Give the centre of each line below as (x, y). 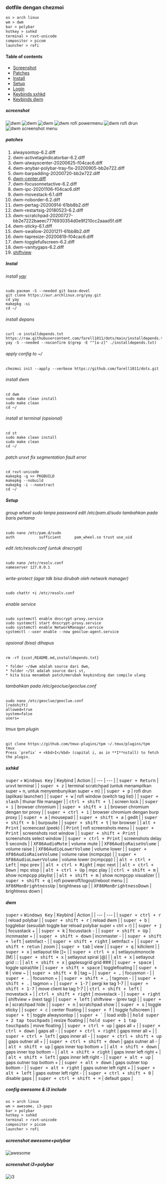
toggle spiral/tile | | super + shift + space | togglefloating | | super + (82, 967)
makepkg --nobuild (25, 481)
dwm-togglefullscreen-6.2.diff (44, 241)
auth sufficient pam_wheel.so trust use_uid (69, 537)
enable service (21, 604)
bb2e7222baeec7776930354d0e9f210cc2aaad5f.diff (67, 221)
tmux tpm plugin (22, 729)
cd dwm (12, 394)
